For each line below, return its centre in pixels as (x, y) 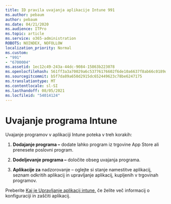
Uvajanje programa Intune (61, 121)
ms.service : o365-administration (41, 39)
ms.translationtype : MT (31, 81)
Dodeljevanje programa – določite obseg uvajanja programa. (77, 160)
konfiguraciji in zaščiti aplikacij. (38, 196)
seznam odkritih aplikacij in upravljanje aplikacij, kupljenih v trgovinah (85, 175)
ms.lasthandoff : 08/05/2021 (35, 91)
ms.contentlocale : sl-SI (32, 86)
